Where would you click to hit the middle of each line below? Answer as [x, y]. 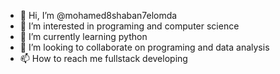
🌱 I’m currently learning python [83, 36]
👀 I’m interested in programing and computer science [129, 26]
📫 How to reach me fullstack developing [103, 58]
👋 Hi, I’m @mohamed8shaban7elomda [98, 15]
